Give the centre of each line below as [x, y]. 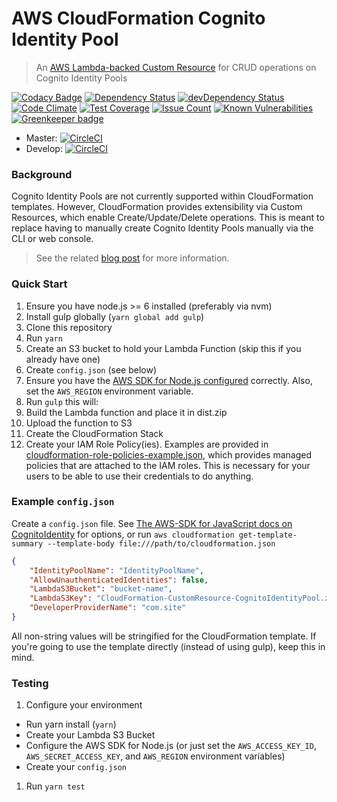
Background [42, 174]
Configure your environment [84, 705]
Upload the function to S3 [79, 423]
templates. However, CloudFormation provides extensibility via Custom [157, 207]
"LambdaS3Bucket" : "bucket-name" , [101, 589]
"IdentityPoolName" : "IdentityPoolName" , [116, 570]
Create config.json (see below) [91, 369]
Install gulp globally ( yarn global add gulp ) [115, 316]
